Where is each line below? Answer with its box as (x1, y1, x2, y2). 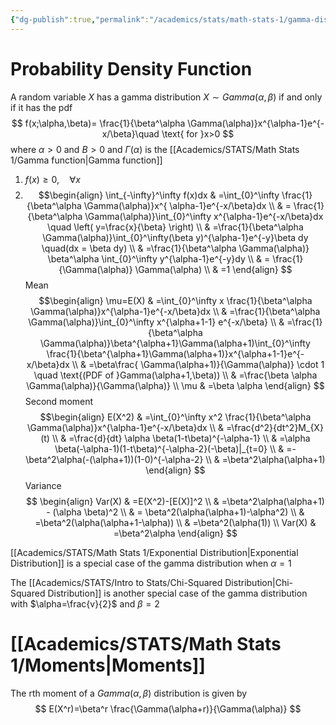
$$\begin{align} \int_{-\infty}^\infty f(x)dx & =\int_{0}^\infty (38, 189, 280, 201)
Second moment (24, 395, 94, 407)
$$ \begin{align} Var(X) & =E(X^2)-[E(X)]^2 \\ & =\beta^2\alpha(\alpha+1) (26, 495, 325, 507)
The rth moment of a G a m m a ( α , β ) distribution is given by (10, 687, 248, 699)
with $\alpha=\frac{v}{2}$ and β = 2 (10, 597, 160, 610)
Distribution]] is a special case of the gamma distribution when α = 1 (10, 557, 292, 569)
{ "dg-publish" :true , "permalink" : (10, 14, 150, 25)
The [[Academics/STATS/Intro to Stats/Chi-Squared (10, 576, 223, 588)
